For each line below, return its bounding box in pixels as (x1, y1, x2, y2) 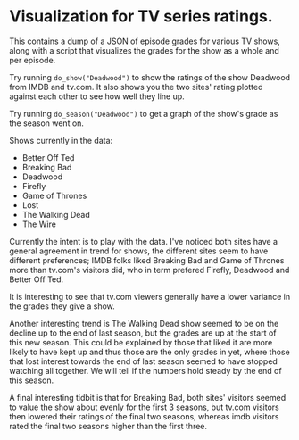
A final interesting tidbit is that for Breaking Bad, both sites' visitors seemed (9, 392, 287, 403)
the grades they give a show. (9, 301, 116, 311)
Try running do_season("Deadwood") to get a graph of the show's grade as (9, 108, 278, 119)
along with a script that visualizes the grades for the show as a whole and (9, 45, 279, 55)
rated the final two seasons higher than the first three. (9, 420, 208, 431)
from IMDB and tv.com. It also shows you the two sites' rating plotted (9, 81, 263, 92)
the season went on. (9, 118, 85, 129)
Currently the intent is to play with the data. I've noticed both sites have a (9, 236, 278, 246)
